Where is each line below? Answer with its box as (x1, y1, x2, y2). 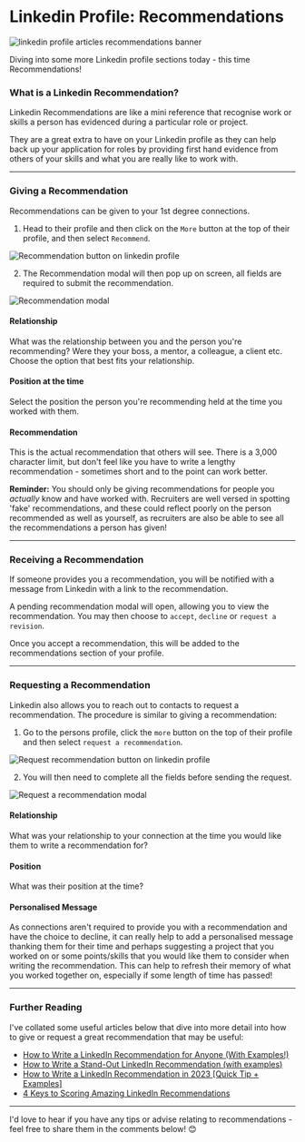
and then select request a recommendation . (22, 736, 183, 747)
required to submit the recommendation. (22, 277, 174, 288)
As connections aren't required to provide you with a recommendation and (9, 921, 288, 932)
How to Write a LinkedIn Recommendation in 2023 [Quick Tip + (22, 1068, 260, 1079)
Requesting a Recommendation (9, 679, 152, 692)
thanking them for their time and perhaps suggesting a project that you (9, 941, 274, 952)
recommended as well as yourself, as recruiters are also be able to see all (9, 513, 284, 524)
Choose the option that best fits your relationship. (9, 355, 195, 366)
